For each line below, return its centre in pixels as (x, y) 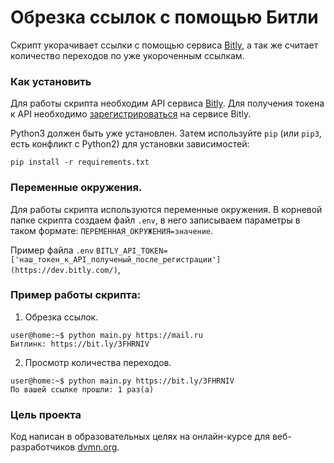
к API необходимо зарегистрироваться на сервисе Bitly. (131, 114)
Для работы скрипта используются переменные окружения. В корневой (166, 209)
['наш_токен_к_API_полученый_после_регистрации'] (116, 259)
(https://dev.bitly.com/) (64, 270)
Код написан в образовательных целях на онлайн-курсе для (140, 437)
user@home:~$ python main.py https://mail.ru (106, 335)
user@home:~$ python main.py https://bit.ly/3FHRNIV (122, 381)
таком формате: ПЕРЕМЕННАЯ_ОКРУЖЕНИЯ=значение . (112, 230)
